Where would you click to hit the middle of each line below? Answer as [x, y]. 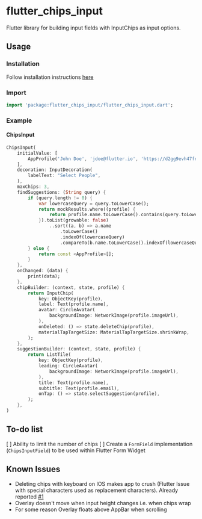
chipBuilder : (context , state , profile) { [71, 287]
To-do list [25, 430]
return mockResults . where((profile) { [87, 209]
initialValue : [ [38, 153]
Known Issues [33, 469]
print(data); [44, 276]
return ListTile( [49, 355]
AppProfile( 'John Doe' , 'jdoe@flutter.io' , [83, 159]
